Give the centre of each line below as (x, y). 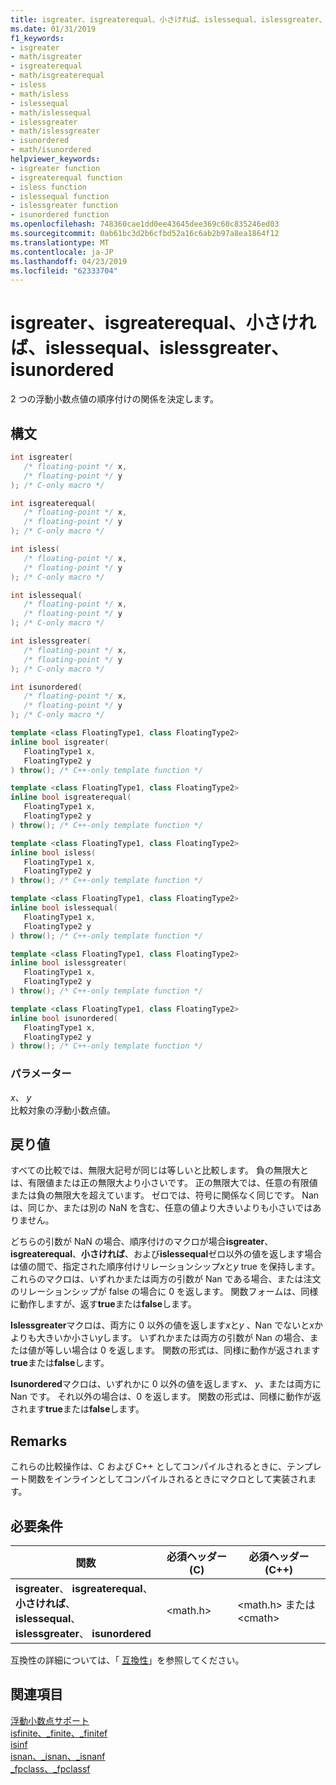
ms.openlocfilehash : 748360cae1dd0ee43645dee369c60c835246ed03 (145, 224)
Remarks (39, 1441)
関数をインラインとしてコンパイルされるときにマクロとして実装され (167, 1479)
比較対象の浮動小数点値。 (63, 1110)
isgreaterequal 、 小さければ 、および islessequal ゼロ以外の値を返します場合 (166, 1254)
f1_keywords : (37, 38)
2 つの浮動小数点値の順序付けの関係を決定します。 (115, 399)
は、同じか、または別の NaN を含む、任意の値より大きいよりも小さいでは (161, 1208)
